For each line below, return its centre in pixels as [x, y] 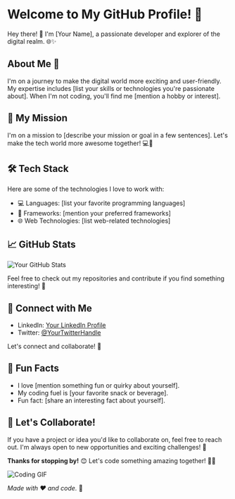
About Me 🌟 [33, 64]
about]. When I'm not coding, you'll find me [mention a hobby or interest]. [114, 96]
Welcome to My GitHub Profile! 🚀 [105, 14]
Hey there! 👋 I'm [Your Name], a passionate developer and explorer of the [114, 34]
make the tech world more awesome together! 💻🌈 [80, 143]
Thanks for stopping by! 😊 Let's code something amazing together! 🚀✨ [112, 460]
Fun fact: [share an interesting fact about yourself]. [91, 400]
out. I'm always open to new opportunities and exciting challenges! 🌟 [107, 447]
